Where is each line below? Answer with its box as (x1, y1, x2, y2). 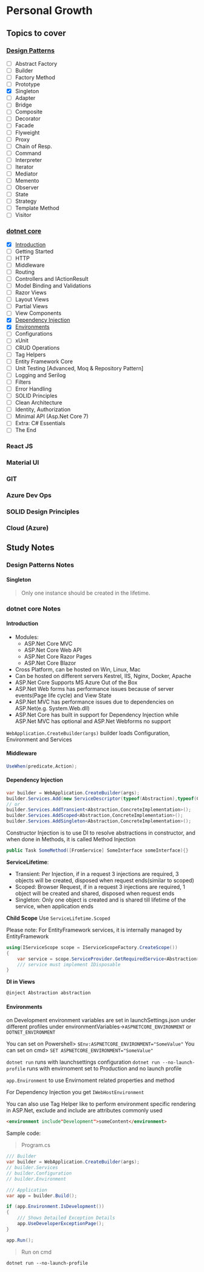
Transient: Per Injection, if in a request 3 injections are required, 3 (15, 870, 179, 877)
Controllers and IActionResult (15, 275, 89, 282)
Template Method (15, 205, 59, 212)
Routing (15, 268, 35, 275)
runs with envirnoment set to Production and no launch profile (27, 1065, 182, 1072)
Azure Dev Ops (6, 491, 52, 500)
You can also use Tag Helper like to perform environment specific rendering (6, 1100, 196, 1108)
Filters (15, 378, 32, 386)
